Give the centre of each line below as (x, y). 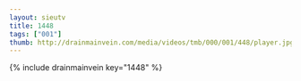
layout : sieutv (38, 17)
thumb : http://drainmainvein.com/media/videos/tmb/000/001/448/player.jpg (152, 42)
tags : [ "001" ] (36, 34)
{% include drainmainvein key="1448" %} (86, 68)
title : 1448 (31, 26)
